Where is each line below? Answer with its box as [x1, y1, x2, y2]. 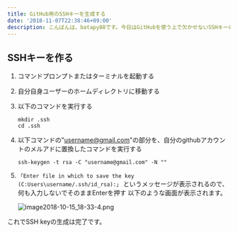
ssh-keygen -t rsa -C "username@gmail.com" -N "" [17, 159, 168, 166]
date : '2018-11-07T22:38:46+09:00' [7, 17, 113, 24]
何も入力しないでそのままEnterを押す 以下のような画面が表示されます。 [17, 189, 227, 197]
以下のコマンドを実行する [17, 102, 93, 111]
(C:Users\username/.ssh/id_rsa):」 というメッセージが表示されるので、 [17, 180, 229, 188]
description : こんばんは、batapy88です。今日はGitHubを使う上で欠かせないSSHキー [7, 23, 229, 31]
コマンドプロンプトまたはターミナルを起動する [17, 72, 154, 80]
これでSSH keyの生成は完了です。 [7, 217, 106, 226]
